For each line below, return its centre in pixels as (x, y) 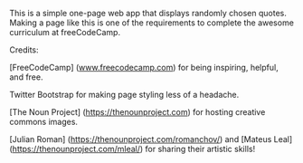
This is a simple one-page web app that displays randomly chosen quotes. (148, 13)
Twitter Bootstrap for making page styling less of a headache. (124, 95)
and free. (26, 77)
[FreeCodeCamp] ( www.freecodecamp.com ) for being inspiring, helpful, (144, 67)
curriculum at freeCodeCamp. (65, 32)
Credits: (24, 50)
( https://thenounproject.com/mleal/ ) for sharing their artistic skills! (133, 149)
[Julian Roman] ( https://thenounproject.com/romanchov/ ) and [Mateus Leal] (151, 139)
